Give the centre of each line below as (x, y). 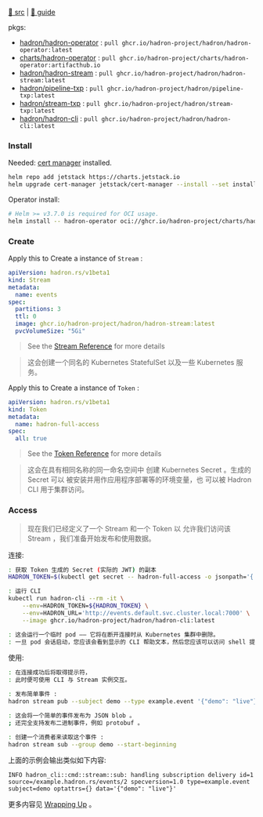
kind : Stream (29, 280)
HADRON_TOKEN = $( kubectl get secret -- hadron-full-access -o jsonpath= (127, 577)
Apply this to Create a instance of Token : (74, 388)
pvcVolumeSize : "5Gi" (50, 331)
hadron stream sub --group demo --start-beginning (92, 744)
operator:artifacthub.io (60, 65)
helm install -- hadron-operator (63, 221)
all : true (31, 439)
